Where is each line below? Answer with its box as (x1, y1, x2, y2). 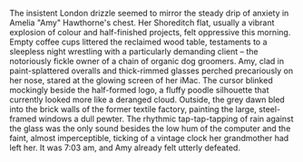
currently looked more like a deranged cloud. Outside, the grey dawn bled (9, 94, 286, 105)
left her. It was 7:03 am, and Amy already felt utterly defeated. (9, 142, 240, 153)
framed (9, 113, 37, 124)
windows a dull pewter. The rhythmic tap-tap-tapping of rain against (38, 113, 294, 124)
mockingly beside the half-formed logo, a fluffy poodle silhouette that (9, 85, 269, 95)
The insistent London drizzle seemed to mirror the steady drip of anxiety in (9, 8, 289, 18)
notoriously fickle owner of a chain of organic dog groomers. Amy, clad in (9, 56, 284, 66)
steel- (258, 104, 281, 114)
